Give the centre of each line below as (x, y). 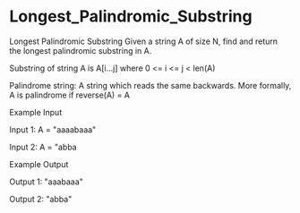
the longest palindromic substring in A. (81, 50)
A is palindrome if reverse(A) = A (69, 95)
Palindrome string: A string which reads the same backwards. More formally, (150, 85)
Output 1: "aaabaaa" (46, 182)
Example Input (36, 112)
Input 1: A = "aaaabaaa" (53, 129)
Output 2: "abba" (41, 199)
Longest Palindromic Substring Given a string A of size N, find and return (144, 41)
